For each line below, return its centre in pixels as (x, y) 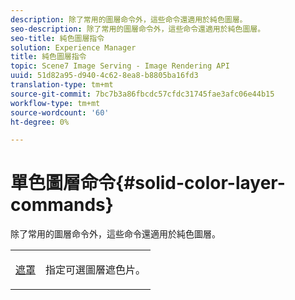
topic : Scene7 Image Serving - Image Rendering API (120, 66)
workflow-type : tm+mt (55, 103)
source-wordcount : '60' (60, 112)
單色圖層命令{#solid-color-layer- (148, 183)
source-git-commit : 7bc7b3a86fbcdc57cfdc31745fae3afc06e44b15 (142, 94)
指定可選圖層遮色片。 (96, 270)
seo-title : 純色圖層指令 (57, 38)
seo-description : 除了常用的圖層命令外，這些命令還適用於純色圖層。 (138, 29)
